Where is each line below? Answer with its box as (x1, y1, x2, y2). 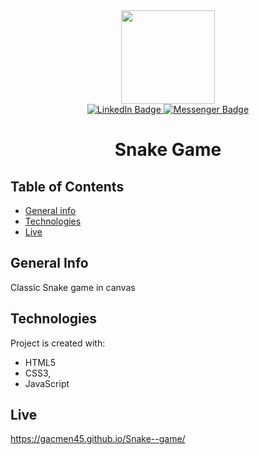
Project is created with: (10, 337, 106, 349)
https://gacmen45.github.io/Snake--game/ (10, 433, 186, 445)
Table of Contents (10, 178, 125, 195)
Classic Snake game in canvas (10, 281, 136, 293)
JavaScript (24, 377, 70, 389)
